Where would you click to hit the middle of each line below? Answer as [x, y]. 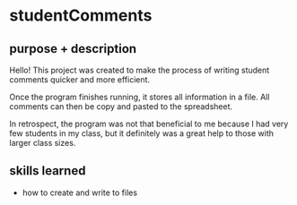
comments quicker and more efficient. [80, 80]
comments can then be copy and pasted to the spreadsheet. [121, 107]
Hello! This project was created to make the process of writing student [140, 70]
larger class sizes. [43, 143]
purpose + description [73, 49]
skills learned [48, 171]
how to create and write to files [79, 192]
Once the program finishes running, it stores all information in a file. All [140, 97]
